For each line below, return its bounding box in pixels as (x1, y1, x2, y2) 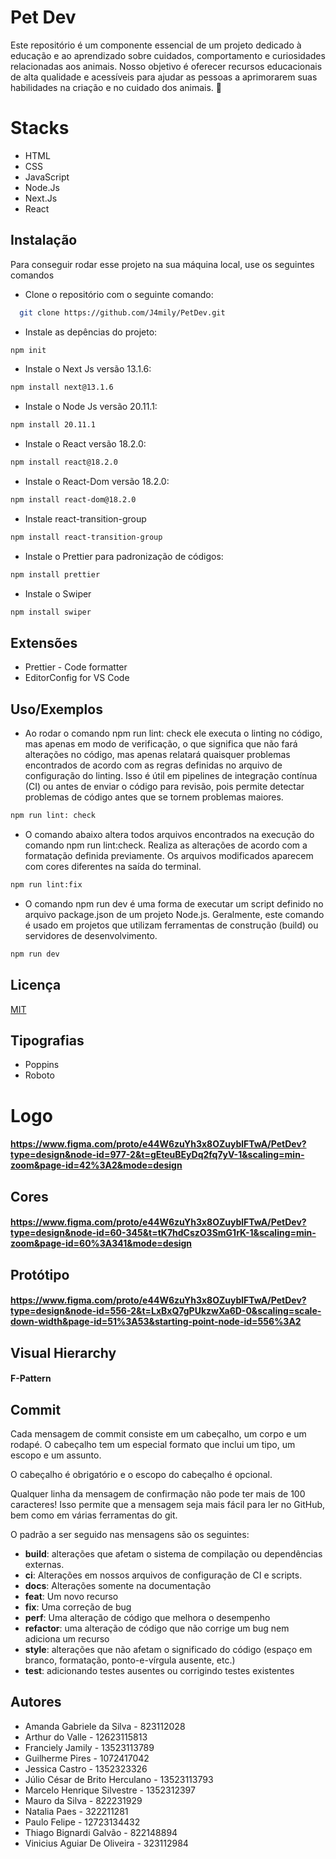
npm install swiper (10, 607, 92, 617)
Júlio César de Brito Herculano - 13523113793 (24, 1773, 214, 1785)
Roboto (24, 1069, 55, 1081)
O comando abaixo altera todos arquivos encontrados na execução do (24, 829, 315, 841)
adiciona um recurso (24, 1632, 110, 1645)
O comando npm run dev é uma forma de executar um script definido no (24, 897, 324, 910)
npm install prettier (10, 569, 101, 580)
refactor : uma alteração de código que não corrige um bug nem (24, 1622, 290, 1634)
